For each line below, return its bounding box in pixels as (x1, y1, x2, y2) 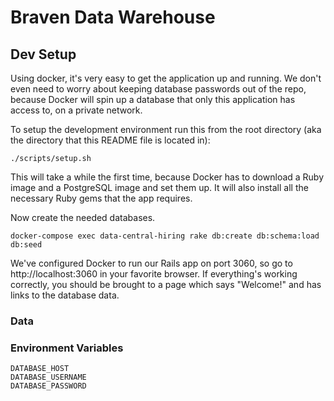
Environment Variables (10, 341, 124, 355)
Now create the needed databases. (10, 212, 156, 223)
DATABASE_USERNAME (10, 372, 87, 383)
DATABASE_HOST (10, 364, 70, 374)
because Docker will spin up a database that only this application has (10, 94, 296, 105)
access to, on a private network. (10, 104, 143, 116)
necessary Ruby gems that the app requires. (10, 192, 193, 204)
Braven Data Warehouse (10, 6, 216, 29)
